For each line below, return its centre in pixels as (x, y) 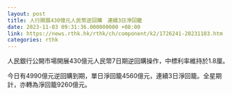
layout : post (27, 14)
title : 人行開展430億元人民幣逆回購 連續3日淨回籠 (75, 20)
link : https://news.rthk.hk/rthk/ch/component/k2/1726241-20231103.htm (115, 33)
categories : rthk (33, 40)
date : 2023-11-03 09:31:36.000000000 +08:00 (74, 27)
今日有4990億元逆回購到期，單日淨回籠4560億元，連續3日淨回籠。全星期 (115, 76)
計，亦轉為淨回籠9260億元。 (49, 84)
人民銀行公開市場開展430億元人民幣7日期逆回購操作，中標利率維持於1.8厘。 (118, 61)
